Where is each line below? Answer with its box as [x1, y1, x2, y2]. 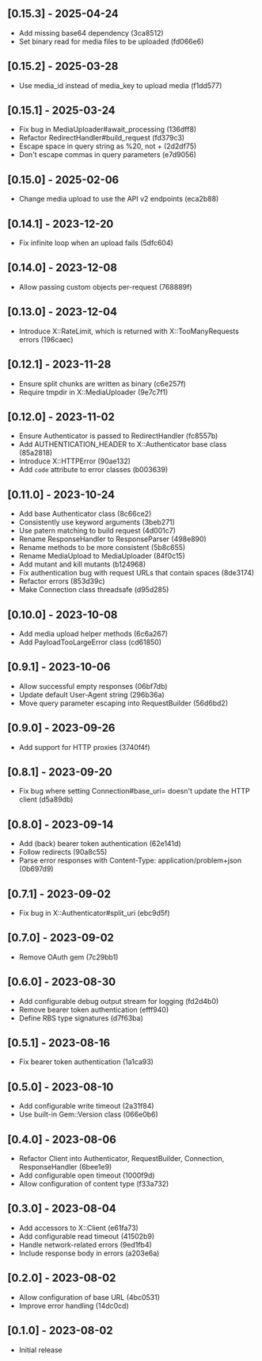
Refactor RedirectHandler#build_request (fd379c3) [18, 133, 185, 143]
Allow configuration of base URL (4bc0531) [18, 1292, 160, 1301]
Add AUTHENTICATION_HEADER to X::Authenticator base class [18, 440, 227, 449]
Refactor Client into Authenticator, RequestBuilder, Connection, [18, 1154, 225, 1163]
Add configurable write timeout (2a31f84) [18, 1101, 155, 1111]
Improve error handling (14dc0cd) [18, 1301, 130, 1310]
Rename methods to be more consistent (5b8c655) [18, 543, 186, 552]
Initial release [18, 1345, 63, 1355]
